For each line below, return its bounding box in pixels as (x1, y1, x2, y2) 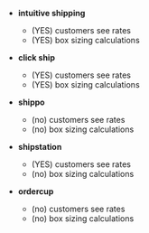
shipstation (17, 142, 62, 152)
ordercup (17, 186, 54, 197)
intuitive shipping (17, 8, 86, 18)
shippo (17, 97, 45, 107)
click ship (17, 52, 56, 62)
